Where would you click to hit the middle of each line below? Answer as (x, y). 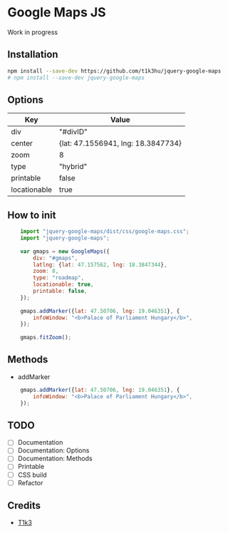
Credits (24, 506)
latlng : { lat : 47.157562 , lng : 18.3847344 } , (100, 264)
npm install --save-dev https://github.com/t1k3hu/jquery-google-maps (114, 71)
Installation (33, 55)
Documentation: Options (53, 450)
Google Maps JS (57, 12)
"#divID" (73, 132)
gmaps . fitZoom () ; (46, 338)
